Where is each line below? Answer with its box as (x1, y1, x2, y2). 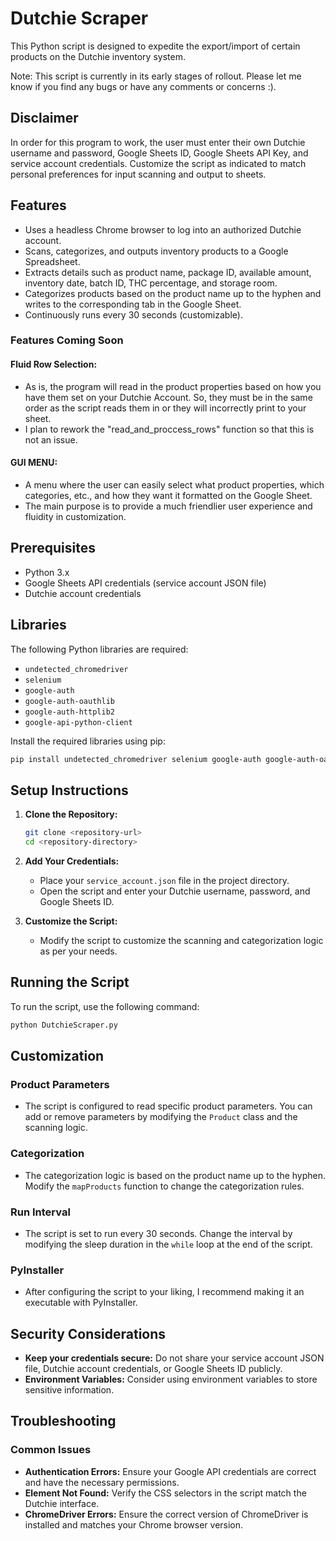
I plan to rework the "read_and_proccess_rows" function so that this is (24, 423, 315, 435)
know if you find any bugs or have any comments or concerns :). (10, 80, 277, 92)
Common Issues (10, 1443, 92, 1457)
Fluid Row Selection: (10, 358, 98, 371)
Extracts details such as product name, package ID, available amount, (24, 266, 312, 278)
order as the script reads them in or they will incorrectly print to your (24, 402, 307, 414)
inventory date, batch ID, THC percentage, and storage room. (24, 277, 278, 289)
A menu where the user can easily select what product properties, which (24, 478, 325, 491)
